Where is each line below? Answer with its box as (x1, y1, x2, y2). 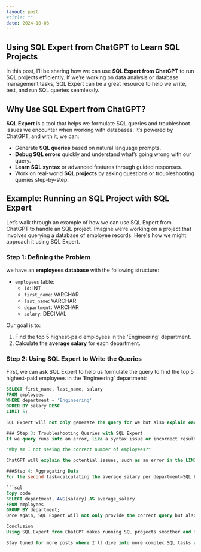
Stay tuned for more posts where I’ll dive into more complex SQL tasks (6, 539, 191, 546)
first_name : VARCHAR (23, 291, 79, 298)
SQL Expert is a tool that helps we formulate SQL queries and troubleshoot (6, 120, 190, 127)
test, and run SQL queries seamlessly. (6, 86, 100, 94)
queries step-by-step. (14, 176, 69, 183)
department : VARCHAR (23, 304, 79, 311)
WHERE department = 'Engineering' (6, 397, 93, 404)
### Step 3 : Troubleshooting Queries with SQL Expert (6, 430, 144, 436)
